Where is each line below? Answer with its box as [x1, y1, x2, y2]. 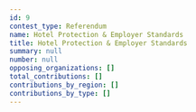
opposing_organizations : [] [9, 64, 116, 73]
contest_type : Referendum [9, 22, 107, 31]
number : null [9, 55, 59, 64]
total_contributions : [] [9, 72, 103, 81]
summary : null [9, 47, 63, 56]
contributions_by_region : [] [9, 80, 119, 89]
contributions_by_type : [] [9, 89, 111, 98]
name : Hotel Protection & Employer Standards [9, 30, 183, 39]
